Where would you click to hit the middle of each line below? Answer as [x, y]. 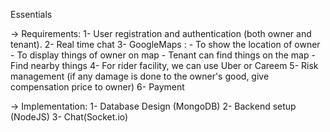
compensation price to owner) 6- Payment [97, 87]
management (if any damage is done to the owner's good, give [140, 76]
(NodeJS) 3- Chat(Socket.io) [69, 117]
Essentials [31, 14]
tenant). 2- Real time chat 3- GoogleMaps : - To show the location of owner [165, 44]
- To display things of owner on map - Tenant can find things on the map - [163, 55]
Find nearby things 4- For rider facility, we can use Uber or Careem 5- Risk [164, 65]
